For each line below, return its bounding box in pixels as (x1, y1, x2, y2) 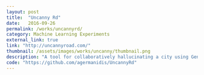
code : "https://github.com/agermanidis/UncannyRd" (6, 59, 137, 65)
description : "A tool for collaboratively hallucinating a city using (6, 54, 189, 60)
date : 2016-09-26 (6, 20, 56, 26)
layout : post (6, 8, 39, 15)
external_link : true (6, 37, 59, 43)
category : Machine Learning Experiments (6, 31, 110, 37)
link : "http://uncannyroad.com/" (6, 43, 91, 49)
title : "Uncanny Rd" (6, 15, 61, 21)
